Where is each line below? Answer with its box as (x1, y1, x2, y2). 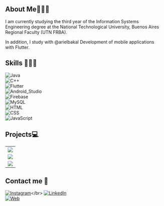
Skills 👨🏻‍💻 (5, 59, 38, 67)
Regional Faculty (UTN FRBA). (5, 29, 68, 35)
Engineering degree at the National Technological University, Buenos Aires (5, 24, 159, 30)
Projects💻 (5, 130, 39, 139)
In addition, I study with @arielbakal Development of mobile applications (5, 39, 154, 45)
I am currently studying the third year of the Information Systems (5, 18, 139, 24)
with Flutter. (5, 44, 30, 50)
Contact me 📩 (5, 177, 49, 185)
